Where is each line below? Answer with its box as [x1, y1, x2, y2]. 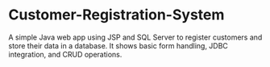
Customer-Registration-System [8, 6, 225, 24]
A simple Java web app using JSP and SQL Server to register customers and [8, 32, 263, 42]
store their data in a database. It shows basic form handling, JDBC [8, 40, 228, 50]
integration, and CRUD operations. [8, 49, 123, 59]
